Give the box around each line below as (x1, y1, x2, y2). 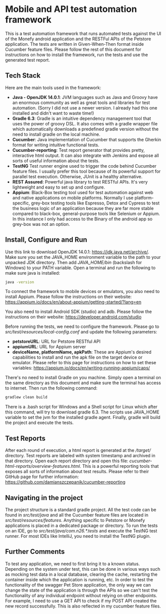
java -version (5, 280, 35, 285)
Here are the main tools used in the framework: (5, 85, 102, 91)
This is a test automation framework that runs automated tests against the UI (5, 30, 162, 36)
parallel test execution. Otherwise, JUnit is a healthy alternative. (12, 173, 143, 180)
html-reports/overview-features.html (5, 463, 80, 469)
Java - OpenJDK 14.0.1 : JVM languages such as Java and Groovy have (12, 94, 158, 100)
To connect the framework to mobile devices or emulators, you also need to (5, 289, 160, 295)
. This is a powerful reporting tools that (80, 463, 159, 469)
